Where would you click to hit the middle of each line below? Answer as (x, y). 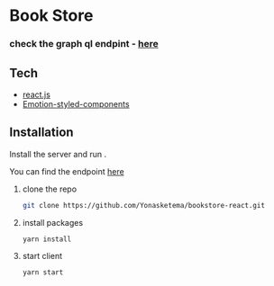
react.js (37, 94)
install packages (53, 222)
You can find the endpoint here (67, 171)
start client (42, 256)
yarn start (43, 273)
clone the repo (50, 189)
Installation (41, 133)
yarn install (47, 239)
